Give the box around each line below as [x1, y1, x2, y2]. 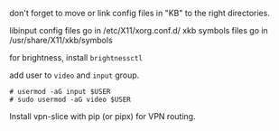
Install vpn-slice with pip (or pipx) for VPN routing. [9, 111, 196, 121]
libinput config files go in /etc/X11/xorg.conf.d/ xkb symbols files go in [9, 25, 268, 35]
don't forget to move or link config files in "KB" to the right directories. [9, 8, 271, 18]
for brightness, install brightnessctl [9, 52, 143, 62]
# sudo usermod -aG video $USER [9, 95, 131, 104]
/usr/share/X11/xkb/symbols [9, 35, 113, 45]
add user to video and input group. [9, 70, 140, 80]
